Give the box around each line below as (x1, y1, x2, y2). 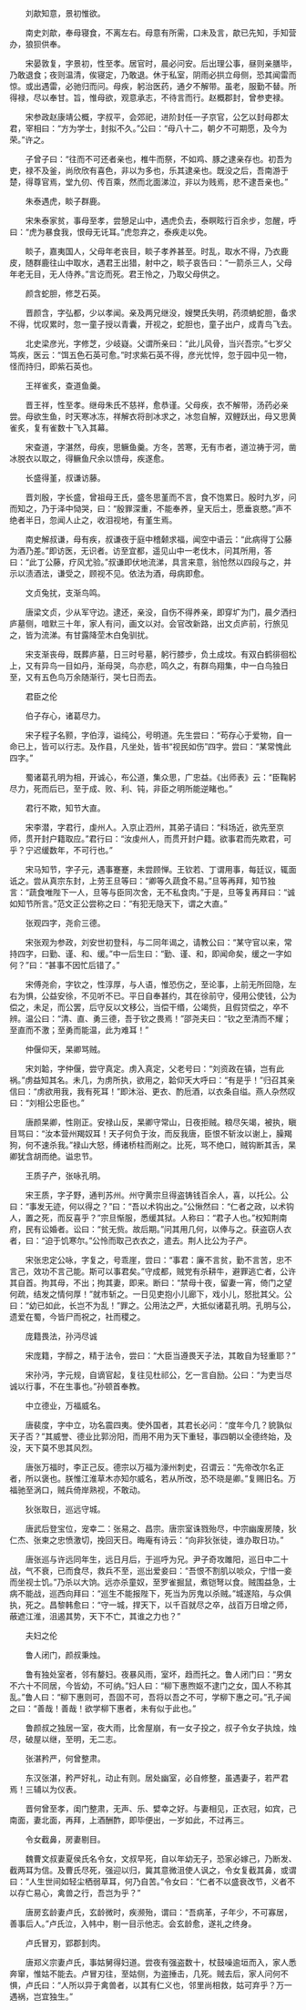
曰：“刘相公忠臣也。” (9, 1097, 85, 1108)
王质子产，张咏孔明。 (25, 1170, 106, 1181)
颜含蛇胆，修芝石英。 (25, 288, 106, 299)
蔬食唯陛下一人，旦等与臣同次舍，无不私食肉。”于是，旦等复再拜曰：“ (28, 887, 288, 897)
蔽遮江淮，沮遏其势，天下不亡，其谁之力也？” (9, 1611, 181, 1621)
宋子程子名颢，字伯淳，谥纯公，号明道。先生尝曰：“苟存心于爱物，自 (25, 730, 285, 740)
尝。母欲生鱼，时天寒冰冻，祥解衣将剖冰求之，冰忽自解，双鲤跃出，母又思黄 (9, 411, 297, 422)
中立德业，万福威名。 (25, 1401, 106, 1411)
